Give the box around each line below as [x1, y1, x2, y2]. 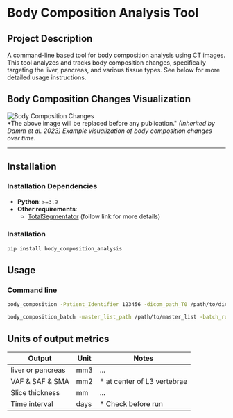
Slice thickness [10, 387, 60, 397]
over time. [7, 134, 36, 142]
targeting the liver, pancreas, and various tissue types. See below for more [7, 66, 221, 74]
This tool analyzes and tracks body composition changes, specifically [7, 58, 207, 67]
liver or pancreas [10, 365, 66, 375]
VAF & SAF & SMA [10, 376, 69, 386]
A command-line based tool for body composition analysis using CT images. [7, 51, 225, 59]
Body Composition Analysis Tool [7, 5, 199, 21]
